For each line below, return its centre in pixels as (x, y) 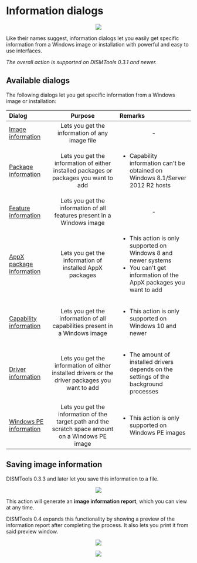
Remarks (132, 115)
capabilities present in (83, 326)
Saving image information (54, 464)
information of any (83, 133)
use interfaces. (24, 51)
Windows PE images (157, 432)
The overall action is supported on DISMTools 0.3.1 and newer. (81, 62)
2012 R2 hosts (150, 185)
